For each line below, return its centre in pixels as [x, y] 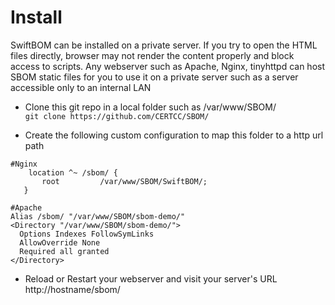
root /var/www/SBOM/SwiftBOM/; [124, 181]
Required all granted [64, 251]
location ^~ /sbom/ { [73, 172]
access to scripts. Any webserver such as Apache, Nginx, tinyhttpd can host [168, 66]
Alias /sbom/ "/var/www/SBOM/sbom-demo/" [98, 216]
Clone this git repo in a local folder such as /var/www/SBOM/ [150, 107]
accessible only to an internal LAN [81, 87]
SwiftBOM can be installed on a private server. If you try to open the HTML [164, 45]
